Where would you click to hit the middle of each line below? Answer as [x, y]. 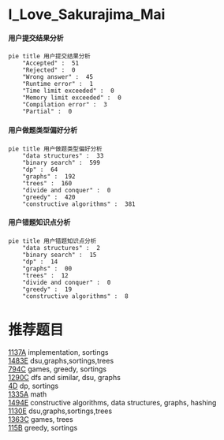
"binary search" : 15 [60, 255]
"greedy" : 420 [49, 197]
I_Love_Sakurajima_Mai [87, 15]
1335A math [28, 394]
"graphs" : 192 [49, 176]
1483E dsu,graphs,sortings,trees [61, 360]
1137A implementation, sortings [58, 352]
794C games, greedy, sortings [58, 369]
